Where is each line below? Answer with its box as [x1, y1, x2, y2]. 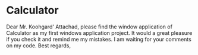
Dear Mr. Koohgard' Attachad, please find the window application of [6, 23, 172, 30]
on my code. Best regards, [6, 42, 71, 49]
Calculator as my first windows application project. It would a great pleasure [6, 29, 193, 36]
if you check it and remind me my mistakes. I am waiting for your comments [6, 35, 191, 43]
